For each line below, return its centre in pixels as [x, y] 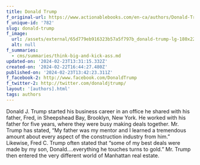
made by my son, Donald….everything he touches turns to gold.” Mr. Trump [99, 149]
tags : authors [24, 94]
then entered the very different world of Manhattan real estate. [83, 156]
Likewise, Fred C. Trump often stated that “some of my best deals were [93, 142]
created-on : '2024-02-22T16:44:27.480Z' [57, 67]
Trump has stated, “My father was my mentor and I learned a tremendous [96, 130]
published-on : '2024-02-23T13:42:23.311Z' [60, 72]
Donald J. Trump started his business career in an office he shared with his [98, 111]
